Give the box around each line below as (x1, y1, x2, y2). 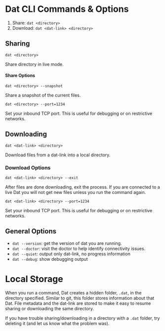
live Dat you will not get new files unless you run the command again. (5, 189, 146, 195)
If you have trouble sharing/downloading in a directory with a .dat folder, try (5, 315, 160, 321)
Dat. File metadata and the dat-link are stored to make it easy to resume (5, 300, 151, 306)
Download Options (5, 164, 51, 171)
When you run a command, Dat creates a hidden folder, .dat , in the (5, 289, 142, 295)
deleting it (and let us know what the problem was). (5, 320, 110, 326)
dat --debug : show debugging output (12, 256, 88, 262)
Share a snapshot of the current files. (5, 92, 81, 98)
